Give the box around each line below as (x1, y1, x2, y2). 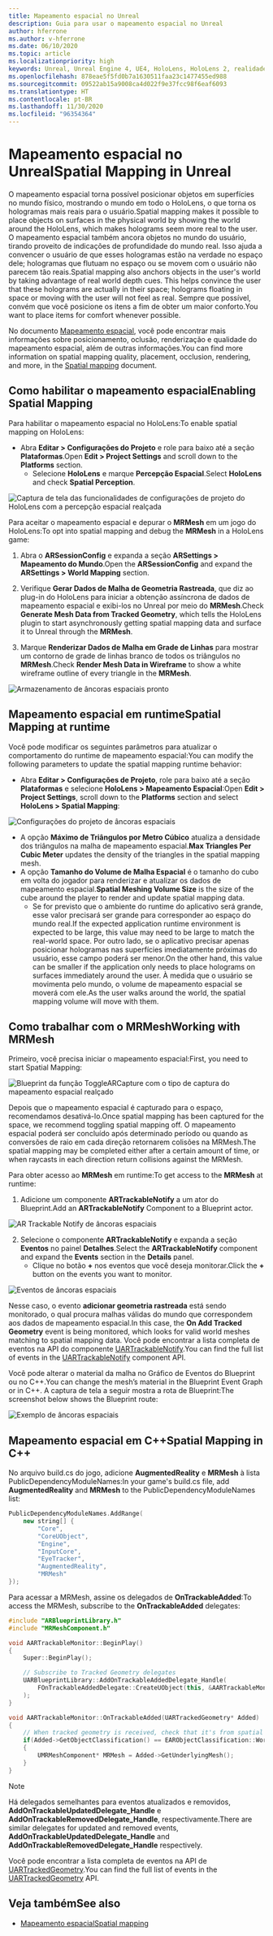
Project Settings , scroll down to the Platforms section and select (19, 792, 239, 801)
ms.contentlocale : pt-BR (8, 95, 93, 103)
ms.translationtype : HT (8, 87, 89, 96)
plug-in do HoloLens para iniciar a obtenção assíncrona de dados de (19, 592, 250, 601)
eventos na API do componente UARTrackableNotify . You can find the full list (8, 1344, 264, 1354)
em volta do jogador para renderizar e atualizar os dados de (19, 875, 222, 885)
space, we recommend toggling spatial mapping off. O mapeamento (8, 1120, 236, 1130)
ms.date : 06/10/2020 (8, 42, 79, 50)
